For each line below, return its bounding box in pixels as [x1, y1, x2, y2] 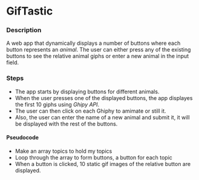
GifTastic [6, 4, 53, 18]
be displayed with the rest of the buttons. [15, 120, 118, 127]
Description [6, 26, 42, 35]
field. [6, 59, 19, 66]
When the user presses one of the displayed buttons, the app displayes [15, 94, 193, 101]
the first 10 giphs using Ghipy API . [15, 101, 100, 108]
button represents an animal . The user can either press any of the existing [6, 46, 191, 53]
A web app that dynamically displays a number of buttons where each [6, 39, 181, 47]
